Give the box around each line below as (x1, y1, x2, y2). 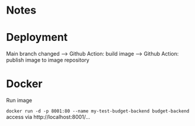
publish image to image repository (6, 57, 90, 64)
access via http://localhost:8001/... (6, 114, 91, 121)
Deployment (6, 31, 68, 44)
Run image (6, 97, 33, 104)
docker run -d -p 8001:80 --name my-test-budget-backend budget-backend (6, 108, 190, 114)
